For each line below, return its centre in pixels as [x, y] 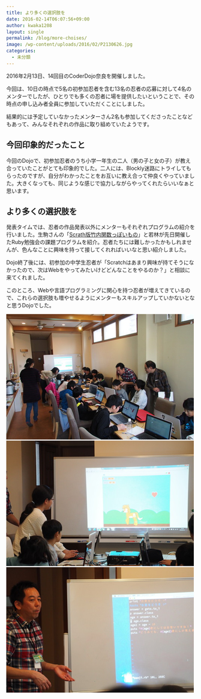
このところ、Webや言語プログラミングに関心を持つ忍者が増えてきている [96, 290]
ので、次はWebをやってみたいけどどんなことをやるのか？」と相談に [106, 270]
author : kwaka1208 [29, 25]
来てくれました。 [27, 278]
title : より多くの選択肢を [36, 13]
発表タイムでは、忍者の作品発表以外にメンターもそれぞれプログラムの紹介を [101, 227]
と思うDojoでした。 [31, 306]
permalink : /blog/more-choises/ [46, 38]
